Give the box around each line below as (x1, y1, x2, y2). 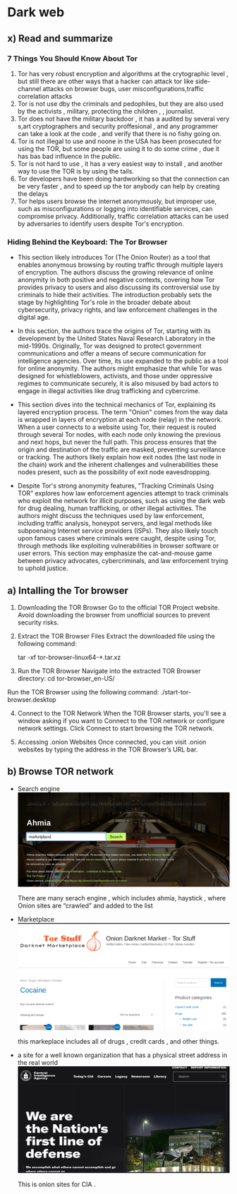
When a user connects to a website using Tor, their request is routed (17, 423, 217, 431)
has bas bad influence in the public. (17, 152, 122, 160)
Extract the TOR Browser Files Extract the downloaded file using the (17, 632, 215, 640)
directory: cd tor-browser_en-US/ (17, 674, 115, 682)
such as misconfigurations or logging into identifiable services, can (17, 204, 213, 212)
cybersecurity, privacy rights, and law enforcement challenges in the (17, 306, 217, 314)
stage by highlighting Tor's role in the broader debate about (17, 298, 191, 307)
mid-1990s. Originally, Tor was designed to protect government (17, 342, 202, 350)
